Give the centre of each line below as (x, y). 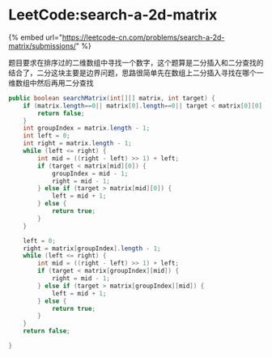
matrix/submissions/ (42, 45)
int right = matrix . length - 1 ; (77, 143)
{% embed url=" (36, 37)
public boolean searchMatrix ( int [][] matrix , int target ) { (112, 98)
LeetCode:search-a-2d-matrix (113, 15)
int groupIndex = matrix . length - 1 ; (87, 128)
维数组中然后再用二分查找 (51, 83)
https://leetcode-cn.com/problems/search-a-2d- (143, 37)
